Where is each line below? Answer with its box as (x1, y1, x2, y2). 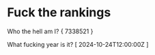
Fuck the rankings (7, 5, 111, 20)
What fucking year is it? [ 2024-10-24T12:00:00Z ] (7, 40, 149, 48)
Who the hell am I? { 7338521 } (7, 27, 94, 35)
